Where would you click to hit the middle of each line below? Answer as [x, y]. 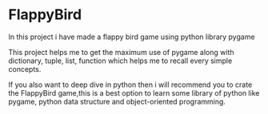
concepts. [25, 69]
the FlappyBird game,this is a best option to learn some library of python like [134, 92]
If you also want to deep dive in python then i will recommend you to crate [130, 85]
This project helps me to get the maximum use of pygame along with [121, 52]
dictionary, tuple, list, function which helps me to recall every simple [120, 61]
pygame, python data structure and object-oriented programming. [117, 101]
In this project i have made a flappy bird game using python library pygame [132, 37]
